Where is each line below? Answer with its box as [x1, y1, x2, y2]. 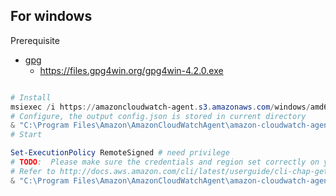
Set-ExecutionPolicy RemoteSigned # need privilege [10, 148, 230, 158]
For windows [10, 8, 93, 25]
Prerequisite [10, 34, 60, 46]
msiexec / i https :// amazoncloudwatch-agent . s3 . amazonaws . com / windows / [10, 102, 311, 112]
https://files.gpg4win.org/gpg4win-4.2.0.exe [39, 64, 224, 76]
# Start [10, 130, 43, 140]
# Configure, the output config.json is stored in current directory [10, 111, 307, 121]
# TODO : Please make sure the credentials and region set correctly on [10, 157, 320, 168]
